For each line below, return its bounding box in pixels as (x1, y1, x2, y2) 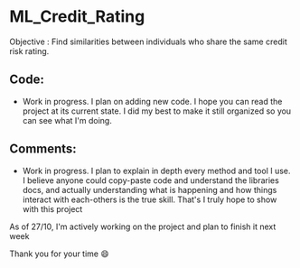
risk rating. (9, 45, 50, 56)
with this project (22, 203, 83, 214)
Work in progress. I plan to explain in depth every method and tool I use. (22, 165, 291, 176)
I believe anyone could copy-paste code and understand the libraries (22, 174, 280, 186)
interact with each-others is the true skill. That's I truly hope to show (22, 194, 277, 205)
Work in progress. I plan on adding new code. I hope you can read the (22, 96, 283, 106)
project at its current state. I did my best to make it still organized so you (22, 106, 292, 116)
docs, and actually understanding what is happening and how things (22, 184, 277, 195)
